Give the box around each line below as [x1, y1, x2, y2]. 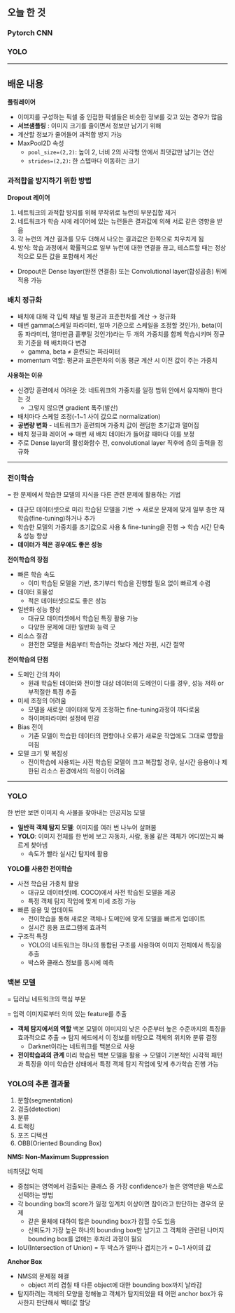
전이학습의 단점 [7, 655, 49, 664]
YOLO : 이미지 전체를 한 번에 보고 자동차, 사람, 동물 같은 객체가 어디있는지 [17, 832, 217, 840]
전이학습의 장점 [7, 555, 49, 564]
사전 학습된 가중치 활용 [17, 879, 80, 888]
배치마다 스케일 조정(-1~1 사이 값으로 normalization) [17, 413, 161, 421]
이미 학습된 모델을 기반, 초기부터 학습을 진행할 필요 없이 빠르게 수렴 [27, 579, 211, 587]
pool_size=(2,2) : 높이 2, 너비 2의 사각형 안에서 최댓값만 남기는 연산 [27, 148, 215, 156]
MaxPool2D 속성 [17, 139, 64, 147]
